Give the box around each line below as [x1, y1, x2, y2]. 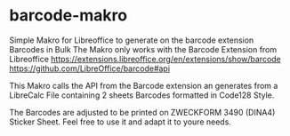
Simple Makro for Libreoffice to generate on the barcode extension [9, 35, 254, 45]
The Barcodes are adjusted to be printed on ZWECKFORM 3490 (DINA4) [9, 107, 276, 117]
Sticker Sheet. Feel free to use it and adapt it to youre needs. [9, 116, 231, 127]
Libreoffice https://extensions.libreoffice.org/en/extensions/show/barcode [9, 53, 282, 64]
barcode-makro [9, 5, 127, 26]
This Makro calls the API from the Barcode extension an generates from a [9, 80, 278, 91]
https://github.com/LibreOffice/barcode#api [9, 63, 171, 74]
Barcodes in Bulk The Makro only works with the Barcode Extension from [9, 44, 278, 54]
